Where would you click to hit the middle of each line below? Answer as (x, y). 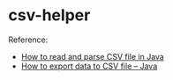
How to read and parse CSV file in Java (92, 56)
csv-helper (49, 15)
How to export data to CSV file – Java (89, 66)
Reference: (28, 40)
